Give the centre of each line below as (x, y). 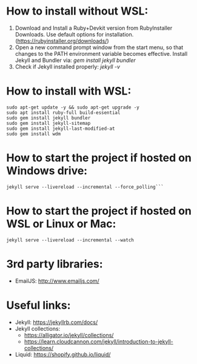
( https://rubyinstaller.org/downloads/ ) (62, 41)
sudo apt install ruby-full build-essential (63, 113)
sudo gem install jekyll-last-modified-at (61, 129)
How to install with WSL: (69, 91)
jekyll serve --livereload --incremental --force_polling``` (85, 187)
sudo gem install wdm (34, 134)
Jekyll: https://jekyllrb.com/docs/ (56, 322)
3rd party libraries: (55, 264)
